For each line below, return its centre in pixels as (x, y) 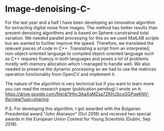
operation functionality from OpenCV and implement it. (60, 74)
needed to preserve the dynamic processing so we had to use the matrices (81, 69)
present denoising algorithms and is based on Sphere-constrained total (77, 33)
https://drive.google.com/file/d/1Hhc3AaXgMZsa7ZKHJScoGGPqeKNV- (77, 94)
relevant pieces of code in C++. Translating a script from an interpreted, (78, 48)
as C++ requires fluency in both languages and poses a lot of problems (77, 58)
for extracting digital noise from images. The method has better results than (81, 27)
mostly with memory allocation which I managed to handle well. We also (78, 64)
